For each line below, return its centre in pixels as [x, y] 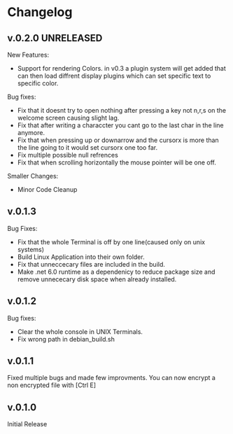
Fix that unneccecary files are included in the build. [91, 264]
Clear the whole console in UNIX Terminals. [80, 331]
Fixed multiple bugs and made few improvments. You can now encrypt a [111, 378]
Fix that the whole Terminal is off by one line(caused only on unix [111, 241]
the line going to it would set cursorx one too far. [87, 147]
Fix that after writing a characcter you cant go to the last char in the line [120, 125]
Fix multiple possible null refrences [68, 155]
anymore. [31, 133]
